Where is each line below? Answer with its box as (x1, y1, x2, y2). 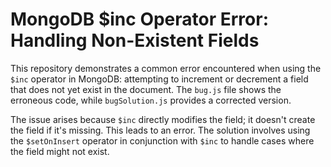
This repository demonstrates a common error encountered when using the (10, 62, 322, 74)
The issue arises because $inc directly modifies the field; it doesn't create (10, 113, 316, 125)
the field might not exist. (10, 145, 110, 157)
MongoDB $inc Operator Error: (10, 8, 270, 31)
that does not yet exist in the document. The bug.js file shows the (10, 83, 282, 95)
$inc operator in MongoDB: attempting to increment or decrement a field (10, 73, 309, 85)
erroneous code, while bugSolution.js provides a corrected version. (10, 94, 292, 106)
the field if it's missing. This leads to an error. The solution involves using (10, 124, 311, 136)
